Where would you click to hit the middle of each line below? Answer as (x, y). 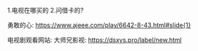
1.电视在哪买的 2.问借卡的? (46, 10)
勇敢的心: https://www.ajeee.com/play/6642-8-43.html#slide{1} (99, 25)
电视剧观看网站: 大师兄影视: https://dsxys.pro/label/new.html (94, 40)
